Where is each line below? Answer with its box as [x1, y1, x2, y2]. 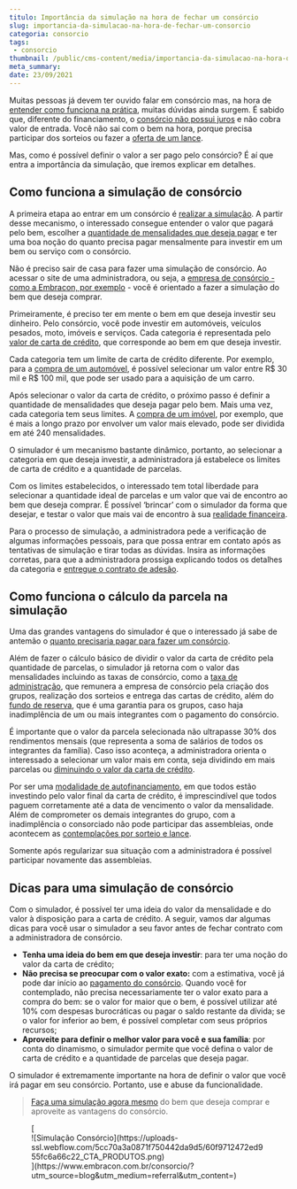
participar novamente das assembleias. [9, 855, 153, 866]
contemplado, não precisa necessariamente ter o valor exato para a [21, 987, 269, 998]
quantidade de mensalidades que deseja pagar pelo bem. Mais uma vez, [9, 399, 273, 410]
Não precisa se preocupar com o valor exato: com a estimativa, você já [21, 969, 286, 979]
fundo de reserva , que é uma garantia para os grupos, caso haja [9, 700, 244, 711]
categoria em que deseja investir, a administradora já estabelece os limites [9, 453, 281, 465]
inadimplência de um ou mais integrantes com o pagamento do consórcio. [9, 709, 279, 720]
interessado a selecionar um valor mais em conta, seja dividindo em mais [9, 754, 276, 766]
